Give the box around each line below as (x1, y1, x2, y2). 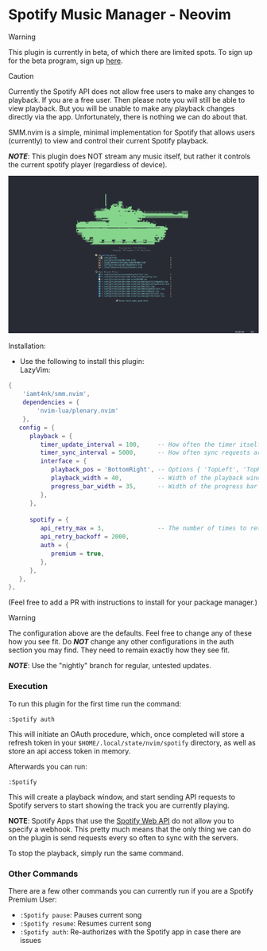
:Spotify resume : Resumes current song (19, 918, 152, 928)
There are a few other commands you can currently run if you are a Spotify (8, 886, 253, 895)
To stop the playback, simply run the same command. (8, 848, 184, 858)
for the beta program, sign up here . (8, 56, 123, 65)
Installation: (8, 341, 46, 351)
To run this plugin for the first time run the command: (8, 699, 181, 708)
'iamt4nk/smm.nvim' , (22, 390, 91, 398)
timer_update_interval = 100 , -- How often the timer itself (40, 440, 261, 448)
